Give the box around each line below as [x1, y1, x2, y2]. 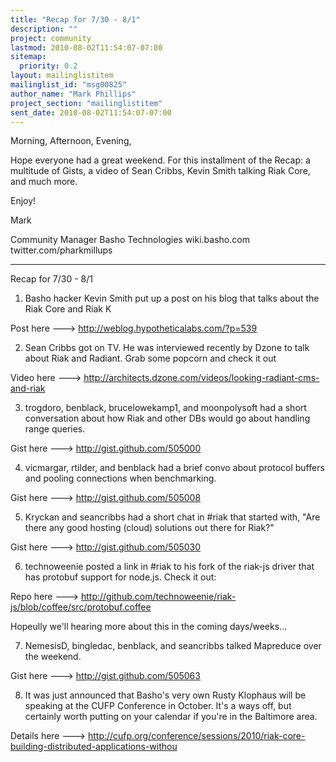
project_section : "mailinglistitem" [10, 98, 163, 108]
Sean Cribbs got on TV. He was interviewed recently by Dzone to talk [24, 342, 310, 354]
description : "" [10, 24, 78, 34]
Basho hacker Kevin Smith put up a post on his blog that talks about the [24, 292, 320, 305]
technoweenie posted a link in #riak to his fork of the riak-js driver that [24, 561, 315, 573]
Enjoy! [10, 195, 37, 207]
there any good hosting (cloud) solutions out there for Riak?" [24, 522, 275, 534]
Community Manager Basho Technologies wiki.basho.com [10, 234, 250, 246]
